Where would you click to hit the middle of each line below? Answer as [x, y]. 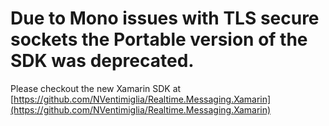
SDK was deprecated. [102, 61]
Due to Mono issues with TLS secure [165, 18]
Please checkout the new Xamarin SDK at [96, 88]
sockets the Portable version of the [159, 39]
